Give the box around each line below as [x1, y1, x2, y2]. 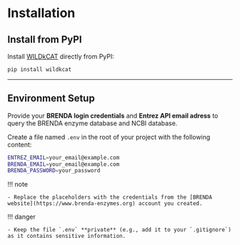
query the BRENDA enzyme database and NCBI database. [7, 119, 178, 127]
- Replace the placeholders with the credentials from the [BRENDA [7, 194, 213, 201]
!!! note [7, 180, 29, 189]
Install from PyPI [7, 33, 82, 46]
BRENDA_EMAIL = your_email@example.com [7, 160, 120, 168]
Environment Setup [7, 93, 95, 105]
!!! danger [7, 212, 36, 221]
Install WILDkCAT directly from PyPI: [7, 52, 114, 61]
